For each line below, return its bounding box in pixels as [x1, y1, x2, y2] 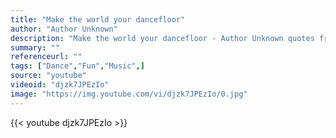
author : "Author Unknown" [10, 24, 118, 34]
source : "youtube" [10, 71, 87, 81]
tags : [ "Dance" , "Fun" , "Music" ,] [10, 61, 145, 71]
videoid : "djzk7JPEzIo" [10, 80, 110, 90]
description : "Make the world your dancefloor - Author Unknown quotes [10, 33, 315, 43]
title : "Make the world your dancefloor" [10, 14, 186, 25]
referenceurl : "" [10, 52, 83, 62]
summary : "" [10, 42, 60, 53]
